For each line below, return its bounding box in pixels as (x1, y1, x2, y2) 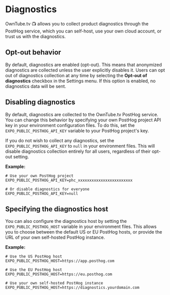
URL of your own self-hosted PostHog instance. (5, 235, 106, 241)
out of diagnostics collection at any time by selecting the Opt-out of (5, 72, 147, 78)
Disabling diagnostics (5, 98, 76, 107)
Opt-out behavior (5, 48, 61, 57)
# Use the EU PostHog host (5, 268, 62, 273)
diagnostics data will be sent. (5, 83, 66, 89)
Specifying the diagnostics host (5, 205, 108, 213)
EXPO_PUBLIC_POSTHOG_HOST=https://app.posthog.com (5, 258, 115, 264)
